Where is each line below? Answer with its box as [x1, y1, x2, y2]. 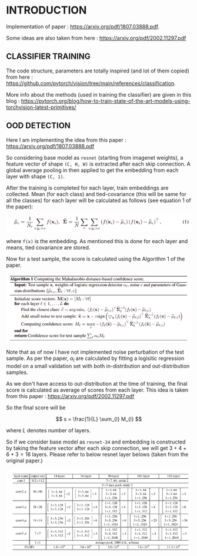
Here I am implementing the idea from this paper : [6, 136, 126, 143]
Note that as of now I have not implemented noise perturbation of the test [6, 349, 184, 356]
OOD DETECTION [6, 121, 71, 131]
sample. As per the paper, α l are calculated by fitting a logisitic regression [6, 355, 185, 363]
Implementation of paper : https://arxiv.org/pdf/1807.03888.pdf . [6, 23, 160, 30]
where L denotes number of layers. [6, 427, 91, 434]
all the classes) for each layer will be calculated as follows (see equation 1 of [6, 197, 191, 204]
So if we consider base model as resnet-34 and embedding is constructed [6, 438, 186, 445]
